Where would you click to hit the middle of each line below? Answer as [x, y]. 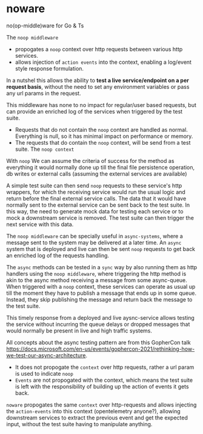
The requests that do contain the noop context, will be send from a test [103, 142]
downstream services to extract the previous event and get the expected [97, 418]
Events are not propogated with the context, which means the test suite [104, 380]
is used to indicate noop [44, 373]
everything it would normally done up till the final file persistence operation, [101, 167]
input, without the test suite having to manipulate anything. [79, 424]
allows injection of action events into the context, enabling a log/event [103, 62]
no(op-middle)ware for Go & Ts [45, 26]
